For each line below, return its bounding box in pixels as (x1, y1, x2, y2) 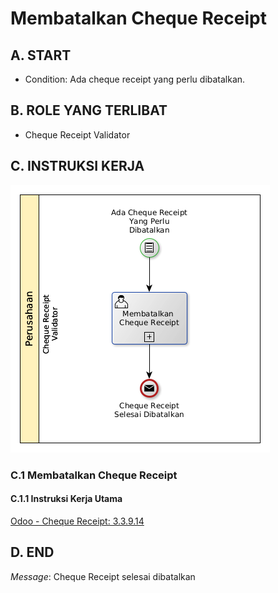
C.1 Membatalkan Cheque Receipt (10, 468, 178, 482)
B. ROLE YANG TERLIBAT (10, 102, 168, 119)
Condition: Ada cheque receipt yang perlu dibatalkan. (24, 73, 246, 85)
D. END (10, 544, 55, 561)
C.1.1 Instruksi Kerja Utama (10, 493, 123, 505)
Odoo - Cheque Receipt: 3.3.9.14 (10, 515, 145, 527)
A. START (10, 47, 72, 64)
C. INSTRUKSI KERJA (10, 158, 145, 175)
